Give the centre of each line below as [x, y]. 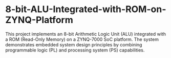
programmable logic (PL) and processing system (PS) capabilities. [75, 50]
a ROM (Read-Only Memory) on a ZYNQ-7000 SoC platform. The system [82, 39]
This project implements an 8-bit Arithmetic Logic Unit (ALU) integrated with [86, 34]
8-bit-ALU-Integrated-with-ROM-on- [86, 9]
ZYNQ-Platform [39, 20]
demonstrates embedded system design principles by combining [74, 44]
